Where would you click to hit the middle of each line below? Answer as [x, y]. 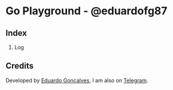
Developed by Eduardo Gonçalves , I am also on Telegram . [77, 80]
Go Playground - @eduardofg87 [86, 11]
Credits [20, 66]
